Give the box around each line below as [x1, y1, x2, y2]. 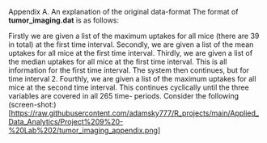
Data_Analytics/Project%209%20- [8, 117, 124, 126]
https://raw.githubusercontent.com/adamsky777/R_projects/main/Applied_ [11, 108, 259, 118]
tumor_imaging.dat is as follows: [8, 15, 120, 25]
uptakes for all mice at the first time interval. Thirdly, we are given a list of [8, 48, 253, 57]
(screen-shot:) [8, 100, 57, 109]
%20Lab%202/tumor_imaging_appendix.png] [8, 125, 161, 135]
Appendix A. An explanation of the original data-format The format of [8, 7, 239, 16]
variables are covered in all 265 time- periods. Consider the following [8, 91, 239, 100]
